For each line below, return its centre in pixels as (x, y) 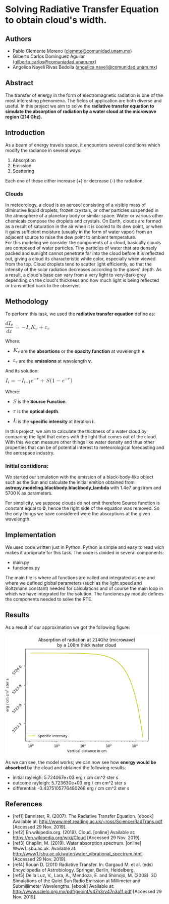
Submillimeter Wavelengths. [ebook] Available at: (63, 886)
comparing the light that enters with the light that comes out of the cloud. (81, 436)
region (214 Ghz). (24, 117)
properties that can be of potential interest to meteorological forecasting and (85, 447)
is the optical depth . (38, 411)
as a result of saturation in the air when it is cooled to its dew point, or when (84, 226)
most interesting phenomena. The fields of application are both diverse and (83, 100)
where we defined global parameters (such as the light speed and (74, 583)
